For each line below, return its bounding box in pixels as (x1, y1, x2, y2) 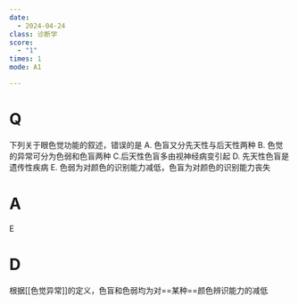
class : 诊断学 (9, 29, 58, 38)
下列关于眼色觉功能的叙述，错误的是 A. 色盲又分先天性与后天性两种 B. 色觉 (9, 139, 284, 150)
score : (9, 37, 34, 47)
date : (9, 12, 29, 22)
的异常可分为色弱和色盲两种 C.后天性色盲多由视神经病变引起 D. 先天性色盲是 (9, 151, 290, 161)
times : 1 (9, 54, 42, 63)
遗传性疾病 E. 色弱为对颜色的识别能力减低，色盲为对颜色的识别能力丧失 (9, 161, 271, 172)
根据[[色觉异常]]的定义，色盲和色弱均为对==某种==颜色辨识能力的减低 (9, 284, 269, 295)
